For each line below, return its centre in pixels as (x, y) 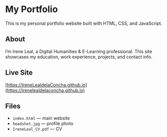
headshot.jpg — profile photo (43, 124)
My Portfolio (32, 9)
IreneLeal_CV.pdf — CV (37, 129)
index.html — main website (41, 118)
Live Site (19, 73)
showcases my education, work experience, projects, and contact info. (79, 57)
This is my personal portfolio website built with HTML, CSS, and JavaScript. (84, 23)
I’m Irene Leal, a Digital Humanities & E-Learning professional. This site (79, 51)
